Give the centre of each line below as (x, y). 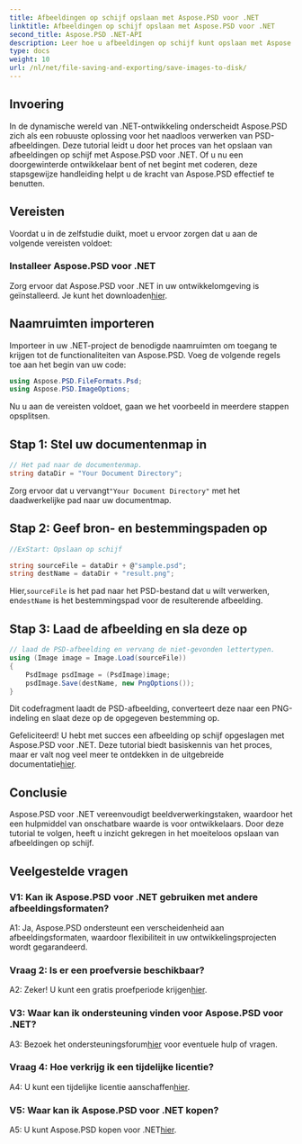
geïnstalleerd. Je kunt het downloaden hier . (89, 295)
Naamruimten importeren (82, 324)
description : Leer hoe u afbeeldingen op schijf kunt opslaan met (136, 43)
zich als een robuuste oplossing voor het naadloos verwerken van (131, 135)
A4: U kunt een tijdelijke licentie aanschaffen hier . (100, 1086)
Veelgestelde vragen (69, 871)
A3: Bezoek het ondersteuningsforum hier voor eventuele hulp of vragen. (143, 1044)
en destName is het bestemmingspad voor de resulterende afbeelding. (136, 600)
